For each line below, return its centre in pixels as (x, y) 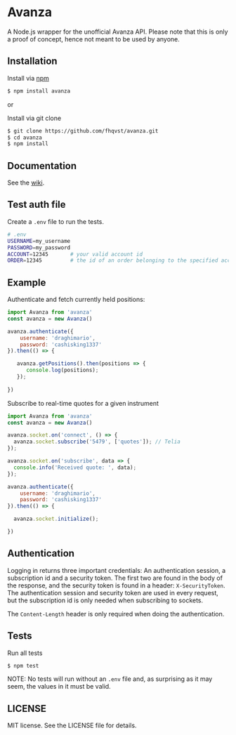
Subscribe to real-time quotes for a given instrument (83, 403)
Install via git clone (34, 118)
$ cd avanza (25, 138)
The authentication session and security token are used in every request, (113, 592)
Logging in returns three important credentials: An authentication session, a (117, 570)
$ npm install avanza (39, 91)
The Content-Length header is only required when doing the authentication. (116, 614)
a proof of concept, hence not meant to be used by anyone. (94, 39)
